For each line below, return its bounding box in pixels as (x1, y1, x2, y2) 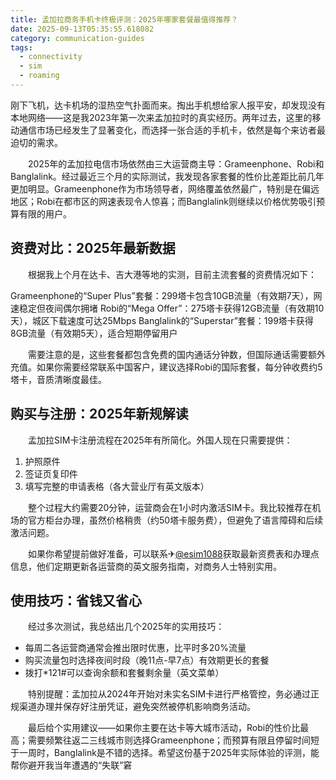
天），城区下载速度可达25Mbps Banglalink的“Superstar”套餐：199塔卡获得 (10, 314, 314, 326)
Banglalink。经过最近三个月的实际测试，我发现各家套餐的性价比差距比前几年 (10, 170, 325, 182)
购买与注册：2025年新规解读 (10, 406, 189, 423)
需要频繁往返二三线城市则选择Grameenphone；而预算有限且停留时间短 (27, 734, 320, 746)
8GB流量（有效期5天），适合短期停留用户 (10, 327, 178, 339)
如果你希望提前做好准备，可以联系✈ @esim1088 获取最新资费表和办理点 (27, 547, 320, 560)
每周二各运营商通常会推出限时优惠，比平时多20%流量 (24, 642, 247, 654)
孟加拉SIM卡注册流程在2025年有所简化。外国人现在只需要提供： (27, 434, 293, 446)
